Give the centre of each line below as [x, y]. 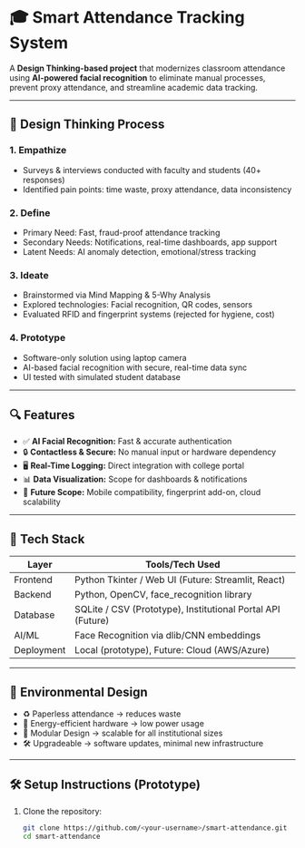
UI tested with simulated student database [102, 376]
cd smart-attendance [61, 836]
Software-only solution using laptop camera [105, 357]
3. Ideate [29, 275]
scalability [41, 502]
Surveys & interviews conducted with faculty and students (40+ [142, 170]
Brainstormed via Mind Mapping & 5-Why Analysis [117, 295]
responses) [44, 180]
